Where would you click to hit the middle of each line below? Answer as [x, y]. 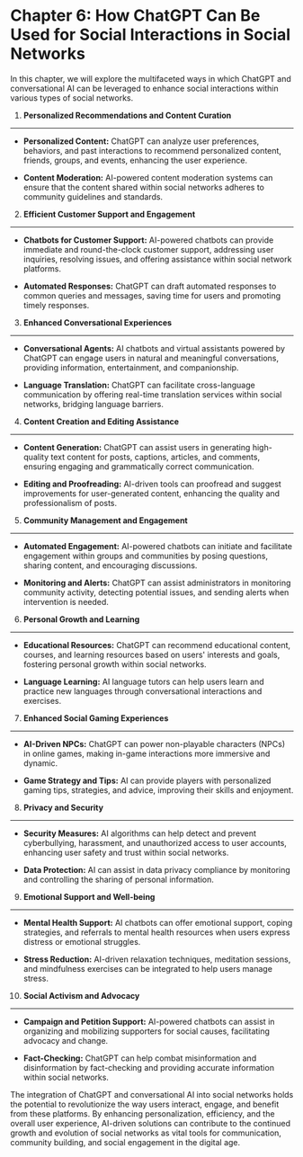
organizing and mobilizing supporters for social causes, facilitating [147, 1031]
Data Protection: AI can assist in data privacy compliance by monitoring [156, 869]
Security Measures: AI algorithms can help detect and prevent [140, 833]
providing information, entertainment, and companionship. [131, 367]
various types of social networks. [72, 98]
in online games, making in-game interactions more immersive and [147, 753]
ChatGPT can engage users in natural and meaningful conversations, [151, 358]
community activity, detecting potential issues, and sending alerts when [156, 592]
